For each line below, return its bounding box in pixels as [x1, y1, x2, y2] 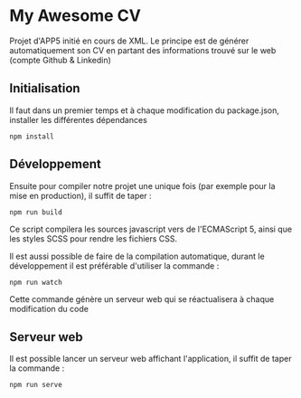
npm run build [9, 207, 63, 217]
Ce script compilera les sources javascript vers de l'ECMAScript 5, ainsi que [9, 223, 292, 234]
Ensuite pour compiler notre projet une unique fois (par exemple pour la [9, 180, 276, 191]
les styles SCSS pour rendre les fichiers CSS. [9, 232, 178, 244]
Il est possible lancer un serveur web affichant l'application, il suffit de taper [9, 354, 292, 365]
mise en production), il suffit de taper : [9, 190, 152, 201]
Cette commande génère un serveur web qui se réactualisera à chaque [9, 293, 275, 304]
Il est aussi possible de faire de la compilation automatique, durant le [9, 251, 265, 261]
